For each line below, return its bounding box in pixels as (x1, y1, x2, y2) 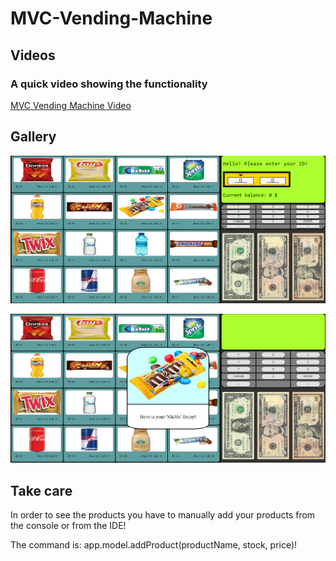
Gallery (10, 128, 57, 146)
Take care (10, 482, 73, 499)
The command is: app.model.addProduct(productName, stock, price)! (10, 539, 298, 551)
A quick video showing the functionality (10, 77, 208, 91)
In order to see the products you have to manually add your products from (10, 509, 316, 521)
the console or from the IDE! (10, 520, 127, 532)
